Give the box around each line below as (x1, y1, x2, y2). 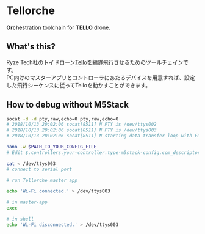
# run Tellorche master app (6, 177, 78, 183)
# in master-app (6, 199, 48, 205)
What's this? (6, 42, 56, 52)
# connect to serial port (6, 166, 72, 172)
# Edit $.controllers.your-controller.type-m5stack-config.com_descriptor (6, 149, 201, 156)
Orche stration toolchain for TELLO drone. (6, 24, 111, 31)
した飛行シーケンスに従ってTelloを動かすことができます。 (6, 81, 151, 89)
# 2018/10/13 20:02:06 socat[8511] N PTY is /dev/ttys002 (6, 122, 157, 128)
